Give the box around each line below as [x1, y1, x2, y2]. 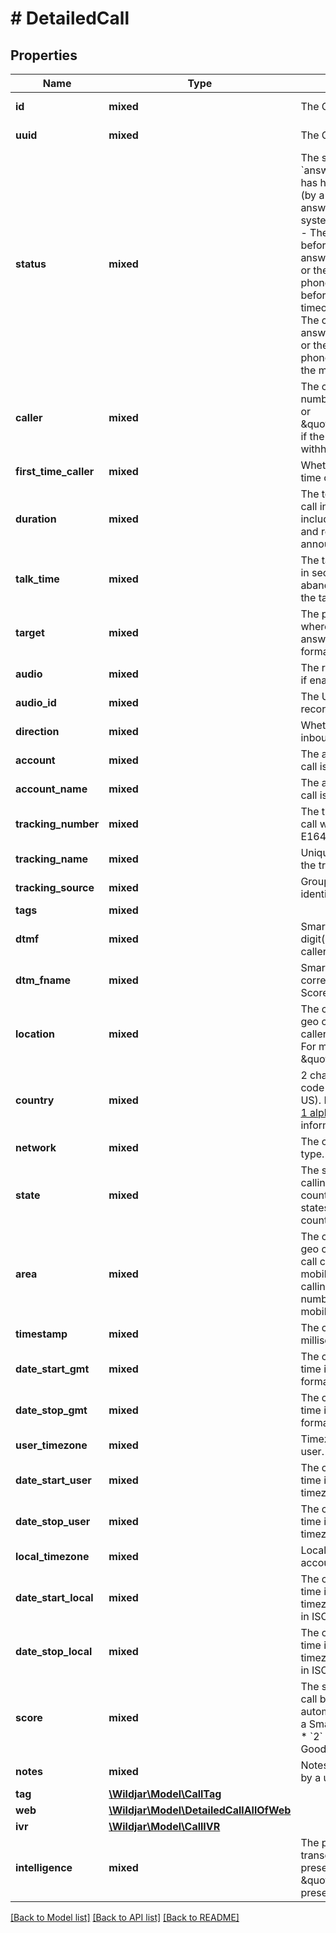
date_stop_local [15, 1645, 93, 1658]
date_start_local [15, 1591, 94, 1604]
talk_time [15, 572, 60, 586]
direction [15, 725, 60, 738]
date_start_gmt [15, 1362, 90, 1376]
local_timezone [15, 1550, 90, 1563]
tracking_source [15, 881, 95, 894]
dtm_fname [15, 973, 72, 987]
